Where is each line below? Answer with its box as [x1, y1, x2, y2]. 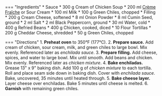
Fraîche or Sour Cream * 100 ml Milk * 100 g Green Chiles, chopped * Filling [5, 9, 156, 15]
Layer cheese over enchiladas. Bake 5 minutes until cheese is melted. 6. [5, 80, 148, 86]
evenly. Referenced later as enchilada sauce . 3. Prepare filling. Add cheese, [5, 49, 158, 55]
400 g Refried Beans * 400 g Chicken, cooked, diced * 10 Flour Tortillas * [5, 25, 151, 31]
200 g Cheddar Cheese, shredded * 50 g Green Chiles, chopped [5, 30, 134, 35]
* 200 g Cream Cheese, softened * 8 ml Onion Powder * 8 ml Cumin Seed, [5, 15, 153, 20]
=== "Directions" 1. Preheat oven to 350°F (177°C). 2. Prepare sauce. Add [5, 39, 154, 45]
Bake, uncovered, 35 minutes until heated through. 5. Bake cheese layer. [5, 75, 151, 81]
